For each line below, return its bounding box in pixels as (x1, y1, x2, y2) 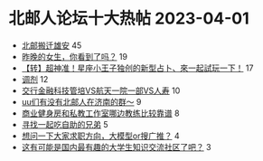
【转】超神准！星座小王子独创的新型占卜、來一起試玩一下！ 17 (21, 62, 254, 73)
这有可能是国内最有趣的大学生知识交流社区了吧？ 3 (21, 141, 211, 152)
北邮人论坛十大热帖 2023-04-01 (8, 8, 249, 29)
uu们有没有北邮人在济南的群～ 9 (21, 96, 142, 107)
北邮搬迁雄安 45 (21, 40, 82, 51)
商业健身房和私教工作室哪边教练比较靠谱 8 (21, 108, 180, 118)
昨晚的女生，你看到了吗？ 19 (21, 51, 128, 62)
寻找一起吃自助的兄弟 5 (21, 118, 109, 129)
